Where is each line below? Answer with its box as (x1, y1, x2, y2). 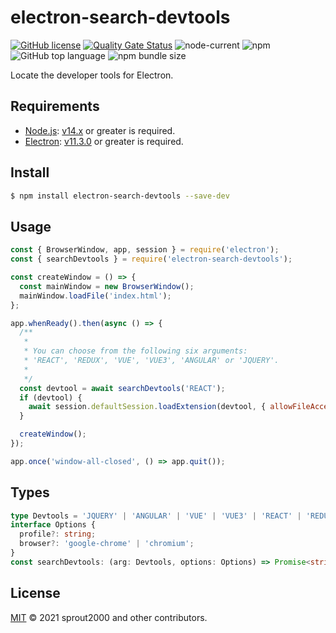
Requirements (10, 98, 100, 115)
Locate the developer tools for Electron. (10, 69, 174, 81)
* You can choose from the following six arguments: (23, 346, 248, 356)
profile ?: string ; (19, 529, 97, 540)
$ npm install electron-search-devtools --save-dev (10, 191, 230, 201)
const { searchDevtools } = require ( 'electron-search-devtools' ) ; (10, 254, 293, 265)
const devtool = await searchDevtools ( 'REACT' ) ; (19, 383, 226, 393)
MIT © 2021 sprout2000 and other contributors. (10, 611, 208, 623)
